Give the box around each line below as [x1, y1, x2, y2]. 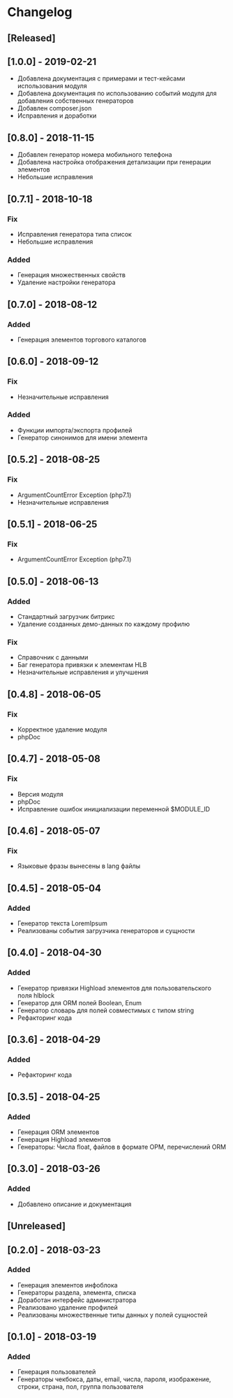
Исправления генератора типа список [17, 230, 133, 238]
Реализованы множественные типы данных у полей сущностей [17, 1310, 208, 1319]
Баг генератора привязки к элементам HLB [17, 661, 147, 669]
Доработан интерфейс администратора [17, 1296, 137, 1304]
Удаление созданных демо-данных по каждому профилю [17, 620, 190, 628]
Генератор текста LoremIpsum [17, 918, 108, 928]
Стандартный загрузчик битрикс [17, 612, 115, 620]
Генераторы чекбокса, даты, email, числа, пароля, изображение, [17, 1375, 211, 1383]
